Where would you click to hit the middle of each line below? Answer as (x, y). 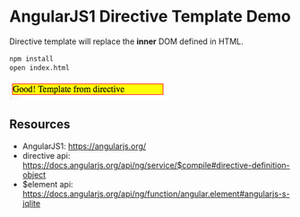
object (34, 174)
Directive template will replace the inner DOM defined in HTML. (126, 41)
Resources (40, 124)
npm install (31, 59)
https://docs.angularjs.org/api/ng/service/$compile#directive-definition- (156, 165)
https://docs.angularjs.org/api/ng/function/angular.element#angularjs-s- (156, 194)
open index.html (39, 68)
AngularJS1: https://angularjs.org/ (84, 146)
